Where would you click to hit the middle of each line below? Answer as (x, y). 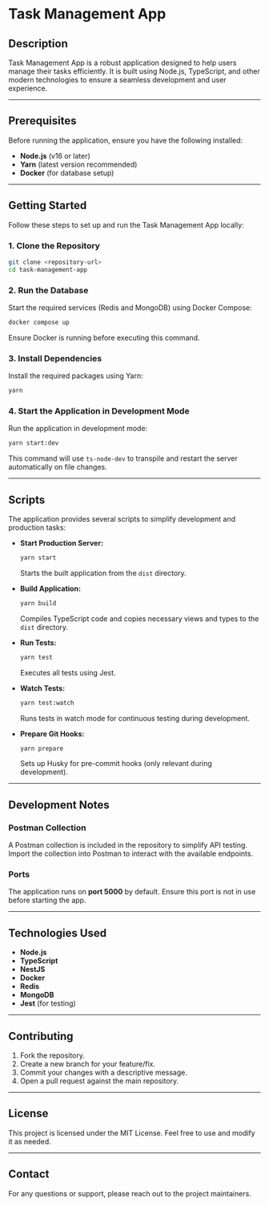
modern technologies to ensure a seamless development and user (117, 80)
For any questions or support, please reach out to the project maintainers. (130, 1193)
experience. (28, 88)
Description (38, 44)
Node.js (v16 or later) (55, 155)
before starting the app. (47, 900)
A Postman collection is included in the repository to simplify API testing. (128, 845)
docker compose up (39, 322)
